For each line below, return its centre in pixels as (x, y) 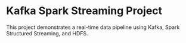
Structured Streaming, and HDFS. (47, 33)
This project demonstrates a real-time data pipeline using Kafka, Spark (93, 27)
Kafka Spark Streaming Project (84, 11)
